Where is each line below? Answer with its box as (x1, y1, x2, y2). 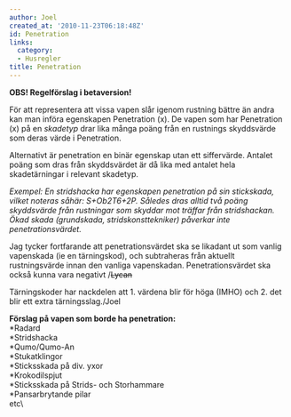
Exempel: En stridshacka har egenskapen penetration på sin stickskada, (9, 186, 275, 196)
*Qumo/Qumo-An (9, 341, 75, 352)
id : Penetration (9, 29, 69, 38)
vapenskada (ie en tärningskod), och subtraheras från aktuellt (9, 250, 235, 261)
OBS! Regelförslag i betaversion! (9, 86, 132, 98)
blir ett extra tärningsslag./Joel (9, 295, 122, 307)
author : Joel (9, 12, 58, 22)
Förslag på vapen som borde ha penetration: (9, 313, 176, 324)
